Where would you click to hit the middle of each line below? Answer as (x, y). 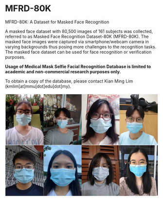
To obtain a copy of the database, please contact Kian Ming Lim (69, 81)
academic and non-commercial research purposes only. (63, 71)
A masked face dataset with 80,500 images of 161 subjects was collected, (79, 31)
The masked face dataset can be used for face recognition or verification (78, 52)
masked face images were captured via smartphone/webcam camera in (77, 41)
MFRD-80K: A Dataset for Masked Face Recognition (57, 22)
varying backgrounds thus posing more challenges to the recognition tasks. (81, 47)
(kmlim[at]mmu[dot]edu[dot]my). (38, 86)
